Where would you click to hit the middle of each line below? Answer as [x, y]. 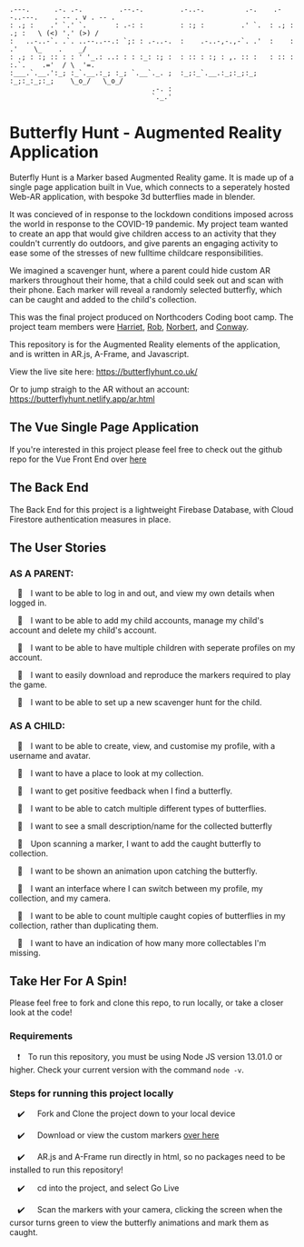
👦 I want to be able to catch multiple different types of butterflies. [142, 808]
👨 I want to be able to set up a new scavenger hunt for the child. [140, 703]
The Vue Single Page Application [104, 428]
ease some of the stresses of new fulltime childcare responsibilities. [137, 253]
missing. [25, 953]
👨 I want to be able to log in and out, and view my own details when [146, 594]
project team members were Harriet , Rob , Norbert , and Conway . [129, 326]
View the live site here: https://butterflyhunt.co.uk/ [103, 371]
